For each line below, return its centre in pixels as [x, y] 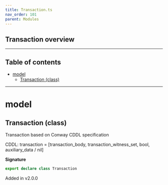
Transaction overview [40, 39]
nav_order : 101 [21, 14]
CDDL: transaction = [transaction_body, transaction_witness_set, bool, [77, 144]
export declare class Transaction [41, 168]
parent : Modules [22, 19]
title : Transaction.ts [29, 10]
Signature [16, 159]
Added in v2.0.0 [22, 178]
